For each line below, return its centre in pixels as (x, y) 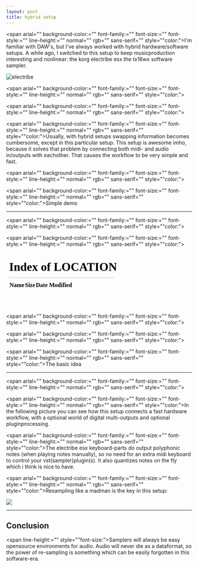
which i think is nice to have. (40, 467)
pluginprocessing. (28, 423)
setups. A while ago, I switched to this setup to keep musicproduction (90, 53)
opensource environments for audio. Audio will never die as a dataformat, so (99, 546)
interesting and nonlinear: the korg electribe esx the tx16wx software (89, 59)
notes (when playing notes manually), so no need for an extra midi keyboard (99, 454)
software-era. (23, 559)
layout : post (22, 12)
